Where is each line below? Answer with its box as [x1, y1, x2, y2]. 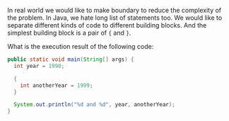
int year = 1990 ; [13, 62, 65, 69]
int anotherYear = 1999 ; [20, 81, 93, 89]
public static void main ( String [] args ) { [7, 56, 134, 63]
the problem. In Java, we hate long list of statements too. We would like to [7, 13, 223, 22]
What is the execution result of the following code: [7, 42, 154, 50]
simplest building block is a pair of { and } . [7, 28, 131, 37]
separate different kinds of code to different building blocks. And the [7, 21, 207, 29]
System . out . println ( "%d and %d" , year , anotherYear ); [13, 101, 175, 108]
